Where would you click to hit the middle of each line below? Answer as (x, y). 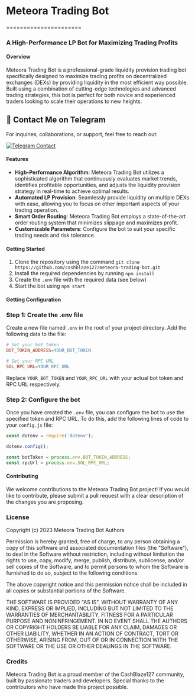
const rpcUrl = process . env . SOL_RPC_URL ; (58, 463)
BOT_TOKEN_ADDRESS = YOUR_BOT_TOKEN (49, 350)
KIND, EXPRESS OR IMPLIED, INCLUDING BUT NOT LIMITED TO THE (90, 608)
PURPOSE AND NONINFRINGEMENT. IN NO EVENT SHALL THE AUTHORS (97, 621)
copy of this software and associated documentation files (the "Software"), (97, 547)
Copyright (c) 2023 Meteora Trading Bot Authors (66, 530)
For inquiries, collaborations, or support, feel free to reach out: (82, 134)
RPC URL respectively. (33, 384)
